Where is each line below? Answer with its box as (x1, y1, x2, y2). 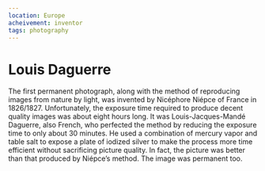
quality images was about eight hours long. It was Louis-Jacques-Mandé (8, 112, 246, 121)
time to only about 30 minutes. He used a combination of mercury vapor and (8, 128, 258, 139)
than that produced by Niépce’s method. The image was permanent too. (8, 154, 243, 163)
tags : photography (8, 26, 69, 34)
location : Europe (8, 11, 66, 20)
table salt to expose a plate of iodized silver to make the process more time (8, 137, 253, 146)
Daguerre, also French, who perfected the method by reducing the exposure (8, 120, 257, 130)
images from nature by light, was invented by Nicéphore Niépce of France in (8, 95, 257, 104)
